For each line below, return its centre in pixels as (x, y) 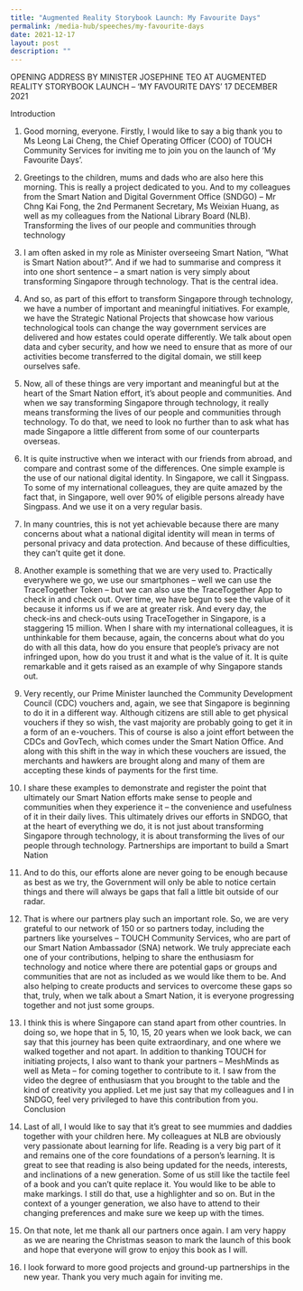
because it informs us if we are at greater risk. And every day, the (145, 609)
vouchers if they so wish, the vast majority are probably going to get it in (158, 723)
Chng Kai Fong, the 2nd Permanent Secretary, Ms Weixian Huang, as (151, 206)
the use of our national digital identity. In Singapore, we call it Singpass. (156, 478)
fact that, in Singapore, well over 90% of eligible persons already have (154, 497)
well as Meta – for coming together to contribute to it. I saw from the (150, 1071)
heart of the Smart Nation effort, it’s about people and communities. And (157, 393)
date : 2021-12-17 (43, 34)
